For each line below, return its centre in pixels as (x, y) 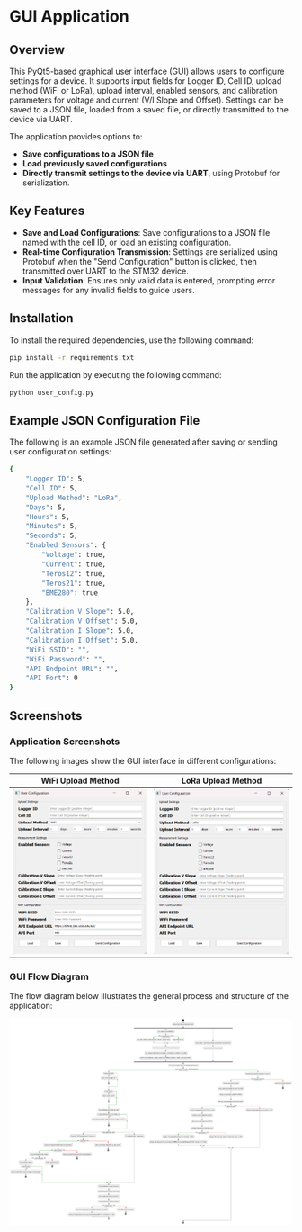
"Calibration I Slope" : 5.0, (80, 631)
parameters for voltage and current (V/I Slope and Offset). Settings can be (147, 100)
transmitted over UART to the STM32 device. (105, 271)
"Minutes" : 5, (52, 526)
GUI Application (69, 17)
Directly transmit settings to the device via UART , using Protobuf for (151, 173)
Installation (41, 318)
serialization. (46, 183)
